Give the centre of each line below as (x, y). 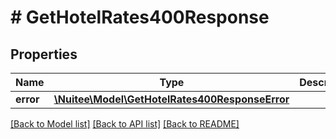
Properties (44, 54)
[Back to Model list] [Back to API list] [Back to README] (125, 124)
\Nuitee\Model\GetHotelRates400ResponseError (171, 99)
